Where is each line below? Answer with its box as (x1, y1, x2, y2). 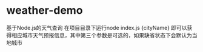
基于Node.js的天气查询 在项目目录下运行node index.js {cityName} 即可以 (6, 24, 187, 31)
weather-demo (6, 4, 83, 17)
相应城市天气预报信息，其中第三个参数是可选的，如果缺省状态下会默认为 (11, 31, 192, 39)
